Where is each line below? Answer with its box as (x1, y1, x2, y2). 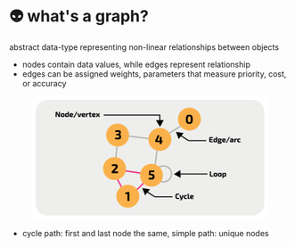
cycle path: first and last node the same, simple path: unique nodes (21, 228, 269, 239)
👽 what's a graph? (9, 6, 149, 27)
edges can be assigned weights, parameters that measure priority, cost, (21, 68, 287, 79)
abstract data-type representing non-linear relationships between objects (9, 41, 279, 53)
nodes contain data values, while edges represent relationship (21, 59, 251, 70)
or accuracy (21, 78, 67, 88)
